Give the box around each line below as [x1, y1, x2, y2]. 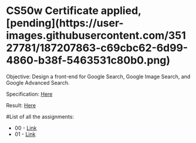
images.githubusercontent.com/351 [6, 29, 186, 42]
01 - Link [14, 130, 36, 138]
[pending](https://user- [6, 16, 124, 30]
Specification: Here [6, 90, 53, 97]
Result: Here [6, 102, 36, 109]
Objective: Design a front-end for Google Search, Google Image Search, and [6, 73, 191, 80]
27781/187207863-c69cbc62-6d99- [6, 41, 188, 55]
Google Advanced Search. [6, 79, 70, 86]
